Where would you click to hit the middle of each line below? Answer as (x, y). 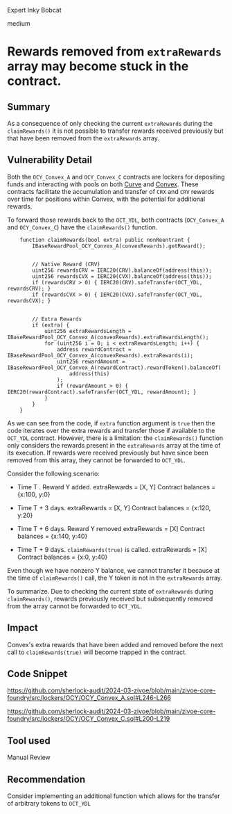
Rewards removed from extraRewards (115, 52)
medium (19, 23)
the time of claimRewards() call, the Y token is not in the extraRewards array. (115, 578)
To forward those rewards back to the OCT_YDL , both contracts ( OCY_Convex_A (116, 220)
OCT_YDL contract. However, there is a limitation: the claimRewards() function (115, 438)
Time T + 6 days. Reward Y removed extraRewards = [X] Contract (111, 528)
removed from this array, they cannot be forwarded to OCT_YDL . (96, 460)
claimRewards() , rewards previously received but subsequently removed (110, 599)
